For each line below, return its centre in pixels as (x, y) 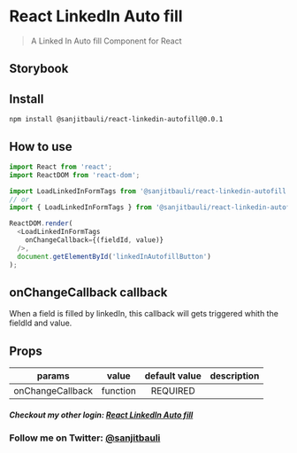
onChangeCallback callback (88, 292)
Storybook (39, 69)
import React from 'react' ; (61, 167)
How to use (41, 147)
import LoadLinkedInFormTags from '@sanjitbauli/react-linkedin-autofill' (150, 191)
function (119, 391)
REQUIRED (173, 391)
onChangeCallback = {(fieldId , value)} (95, 240)
